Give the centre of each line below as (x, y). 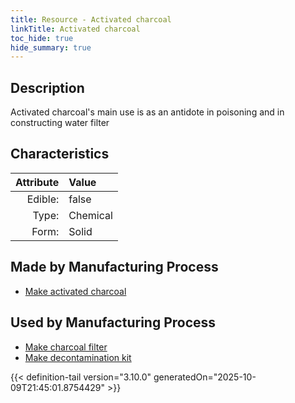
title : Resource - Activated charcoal (91, 19)
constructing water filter (60, 123)
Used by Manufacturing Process (113, 322)
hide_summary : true (51, 47)
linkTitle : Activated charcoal (75, 29)
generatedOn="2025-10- (205, 377)
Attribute (37, 182)
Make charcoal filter (66, 347)
